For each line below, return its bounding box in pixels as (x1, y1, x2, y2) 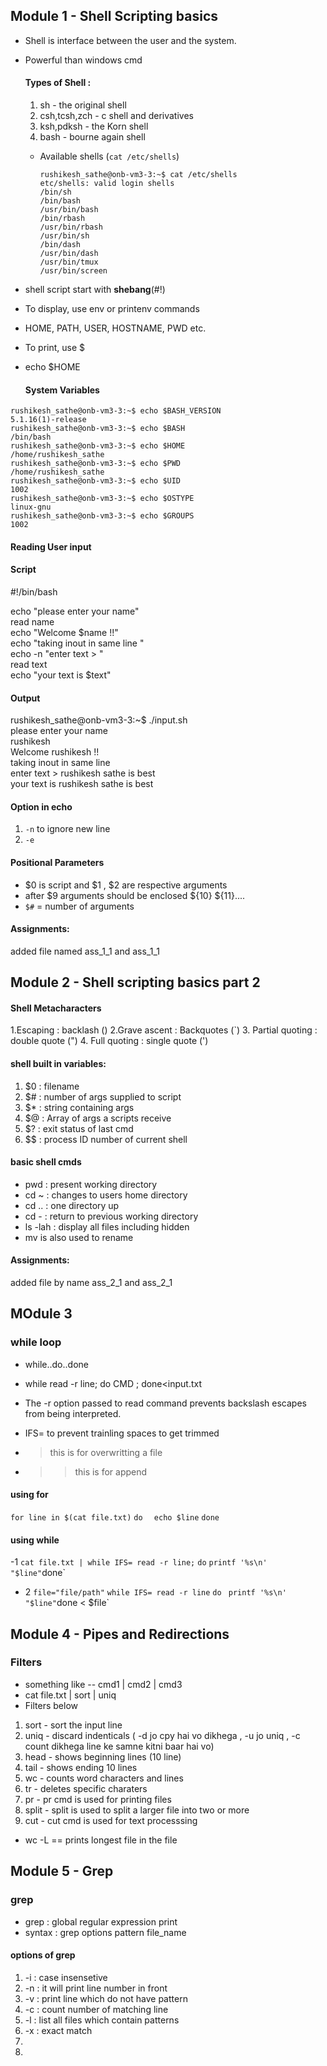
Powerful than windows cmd (24, 54, 143, 66)
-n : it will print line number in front (24, 1982, 168, 1994)
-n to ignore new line (24, 823, 111, 835)
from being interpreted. (24, 1407, 122, 1419)
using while (10, 1534, 60, 1546)
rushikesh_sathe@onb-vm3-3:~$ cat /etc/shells (39, 170, 238, 180)
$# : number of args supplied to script (24, 1090, 182, 1103)
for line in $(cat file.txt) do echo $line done (10, 1512, 220, 1523)
